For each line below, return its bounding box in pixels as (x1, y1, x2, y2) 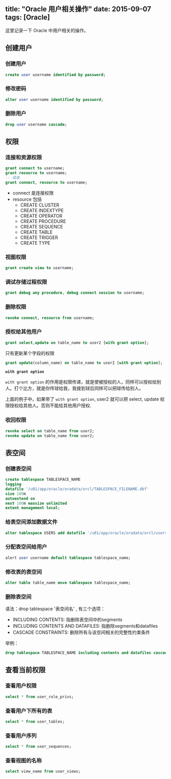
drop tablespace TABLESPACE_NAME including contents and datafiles (5, 651, 152, 656)
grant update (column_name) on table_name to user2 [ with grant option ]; (5, 360, 163, 366)
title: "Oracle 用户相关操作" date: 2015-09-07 (5, 5, 151, 14)
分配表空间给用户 (5, 543, 47, 551)
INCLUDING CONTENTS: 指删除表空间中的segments (12, 616, 123, 623)
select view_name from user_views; (5, 769, 81, 774)
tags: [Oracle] (5, 13, 50, 22)
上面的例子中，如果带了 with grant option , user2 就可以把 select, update (5, 396, 159, 402)
